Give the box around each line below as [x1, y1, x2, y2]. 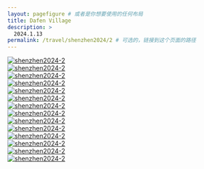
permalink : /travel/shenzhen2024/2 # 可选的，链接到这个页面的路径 [7, 37, 197, 44]
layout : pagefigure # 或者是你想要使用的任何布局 [7, 10, 144, 18]
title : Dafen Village [7, 17, 72, 24]
